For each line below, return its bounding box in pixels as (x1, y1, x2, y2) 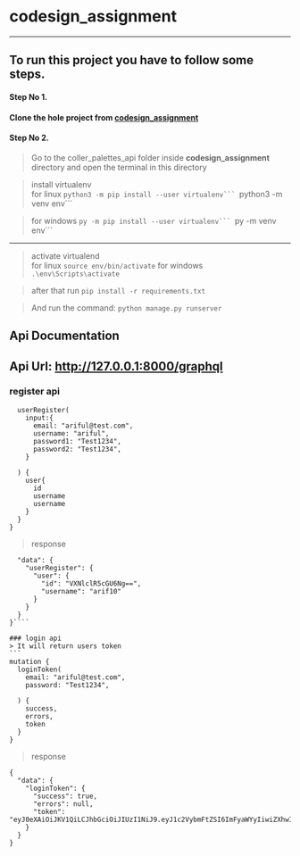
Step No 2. (9, 132, 49, 144)
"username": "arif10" (41, 586, 122, 595)
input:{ (25, 413, 54, 422)
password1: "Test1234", (32, 436, 122, 445)
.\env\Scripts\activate (30, 270, 121, 278)
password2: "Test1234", (32, 445, 122, 453)
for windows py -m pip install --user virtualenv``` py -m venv (30, 215, 277, 226)
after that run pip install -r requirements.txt (30, 285, 206, 295)
